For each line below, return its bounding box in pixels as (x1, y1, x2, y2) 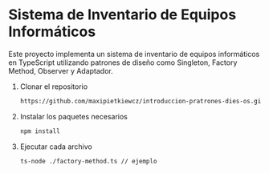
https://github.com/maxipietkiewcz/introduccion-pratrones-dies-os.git (19, 97, 265, 105)
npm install (19, 127, 60, 135)
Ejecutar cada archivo (19, 142, 92, 151)
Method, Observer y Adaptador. (8, 66, 114, 75)
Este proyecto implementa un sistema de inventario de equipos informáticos (8, 49, 260, 58)
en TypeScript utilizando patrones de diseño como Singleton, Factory (8, 58, 238, 67)
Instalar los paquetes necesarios (19, 111, 128, 121)
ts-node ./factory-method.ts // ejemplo (19, 157, 157, 165)
